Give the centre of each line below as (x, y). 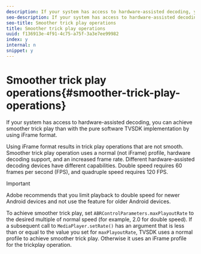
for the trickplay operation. (39, 244)
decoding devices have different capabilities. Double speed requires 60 (94, 166)
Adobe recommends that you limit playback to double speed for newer (93, 195)
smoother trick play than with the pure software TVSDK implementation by (98, 128)
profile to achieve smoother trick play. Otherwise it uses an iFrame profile (96, 238)
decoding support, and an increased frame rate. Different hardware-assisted (100, 159)
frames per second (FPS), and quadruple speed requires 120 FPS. (87, 172)
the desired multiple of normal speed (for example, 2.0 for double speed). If (99, 219)
